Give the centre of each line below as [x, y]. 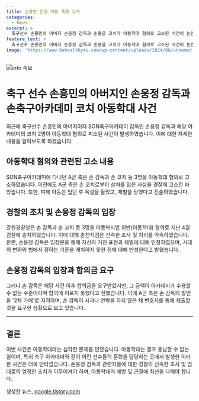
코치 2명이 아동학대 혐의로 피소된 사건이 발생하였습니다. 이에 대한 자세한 [109, 133]
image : [14, 50]
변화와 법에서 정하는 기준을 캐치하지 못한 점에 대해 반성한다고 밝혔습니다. [96, 250]
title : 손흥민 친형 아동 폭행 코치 [43, 12]
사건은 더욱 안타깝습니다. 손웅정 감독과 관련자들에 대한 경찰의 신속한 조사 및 [99, 364]
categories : [21, 17]
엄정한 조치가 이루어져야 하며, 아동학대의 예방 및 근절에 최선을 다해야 [101, 371]
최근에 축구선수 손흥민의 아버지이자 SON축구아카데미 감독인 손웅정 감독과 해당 [96, 126]
